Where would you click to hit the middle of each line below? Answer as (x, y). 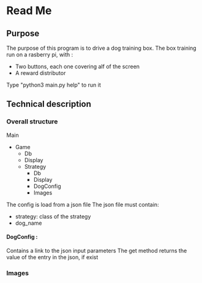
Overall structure (32, 122)
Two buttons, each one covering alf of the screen (77, 66)
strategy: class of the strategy (53, 216)
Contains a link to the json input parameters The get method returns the (97, 250)
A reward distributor (40, 73)
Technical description (49, 104)
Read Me (29, 11)
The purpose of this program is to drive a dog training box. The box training (102, 48)
